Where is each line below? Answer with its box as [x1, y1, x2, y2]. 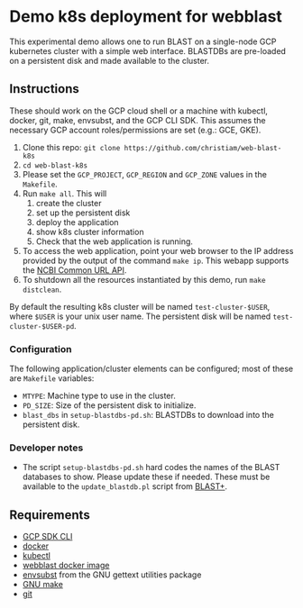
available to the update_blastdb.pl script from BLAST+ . [22, 481, 228, 492]
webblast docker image [22, 560, 110, 571]
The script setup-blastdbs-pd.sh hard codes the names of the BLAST [22, 462, 280, 473]
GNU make [22, 579, 63, 590]
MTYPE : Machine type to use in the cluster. [22, 390, 176, 402]
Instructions [9, 81, 79, 96]
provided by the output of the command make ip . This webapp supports [22, 255, 289, 266]
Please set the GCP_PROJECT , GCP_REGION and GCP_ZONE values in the [22, 168, 268, 179]
